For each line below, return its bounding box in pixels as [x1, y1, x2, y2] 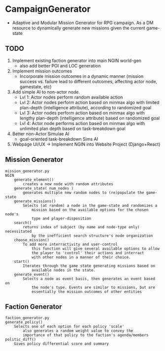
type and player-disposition [31, 216, 92, 221]
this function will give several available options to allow [31, 246, 160, 251]
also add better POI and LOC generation [19, 63, 101, 68]
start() [14, 259, 30, 264]
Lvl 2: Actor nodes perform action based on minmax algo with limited [19, 99, 160, 105]
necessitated [5, 229, 32, 234]
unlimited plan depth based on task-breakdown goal [19, 126, 126, 131]
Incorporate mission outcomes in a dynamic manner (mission [19, 73, 144, 79]
